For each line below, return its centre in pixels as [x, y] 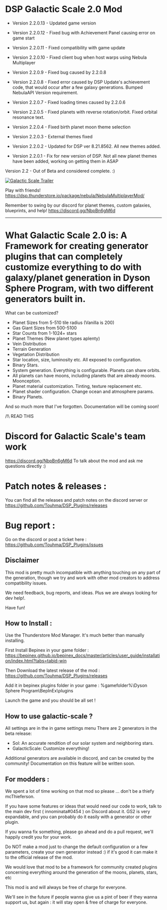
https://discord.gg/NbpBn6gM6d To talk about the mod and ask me [74, 461]
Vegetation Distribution [36, 354]
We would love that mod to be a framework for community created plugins [81, 867]
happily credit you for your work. [39, 837]
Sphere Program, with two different [80, 289]
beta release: [19, 734]
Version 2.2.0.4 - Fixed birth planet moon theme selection [71, 127]
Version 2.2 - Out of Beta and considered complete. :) [60, 171]
